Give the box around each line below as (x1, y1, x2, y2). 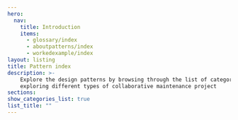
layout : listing (7, 56, 55, 64)
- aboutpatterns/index (25, 43, 93, 50)
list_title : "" (7, 102, 52, 109)
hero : (7, 10, 23, 18)
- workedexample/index (25, 50, 93, 57)
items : (20, 30, 40, 37)
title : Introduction (20, 23, 81, 30)
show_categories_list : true (7, 96, 91, 103)
